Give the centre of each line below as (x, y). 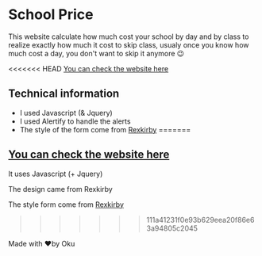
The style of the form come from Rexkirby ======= (105, 129)
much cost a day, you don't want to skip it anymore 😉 (96, 53)
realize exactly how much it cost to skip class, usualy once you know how (129, 44)
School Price (51, 15)
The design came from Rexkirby (60, 189)
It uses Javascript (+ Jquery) (56, 174)
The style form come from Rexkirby (66, 204)
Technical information (64, 94)
